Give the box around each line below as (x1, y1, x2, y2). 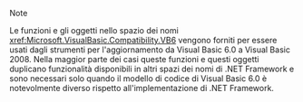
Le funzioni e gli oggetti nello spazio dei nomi (9, 25, 179, 35)
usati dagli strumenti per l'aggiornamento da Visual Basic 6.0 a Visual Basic (9, 44, 290, 55)
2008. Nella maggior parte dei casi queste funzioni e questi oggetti (9, 54, 259, 64)
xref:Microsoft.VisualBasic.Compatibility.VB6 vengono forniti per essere (9, 35, 278, 45)
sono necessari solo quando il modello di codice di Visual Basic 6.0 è (9, 73, 268, 84)
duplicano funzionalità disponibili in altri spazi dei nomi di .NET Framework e (9, 63, 295, 74)
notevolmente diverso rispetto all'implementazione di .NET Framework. (9, 83, 275, 93)
